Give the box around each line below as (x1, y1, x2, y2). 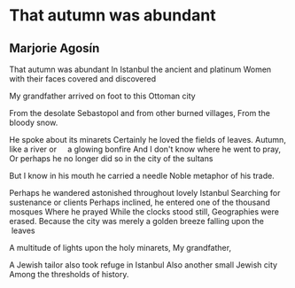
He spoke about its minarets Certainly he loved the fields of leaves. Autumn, (9, 135, 286, 144)
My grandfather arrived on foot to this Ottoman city (9, 90, 197, 101)
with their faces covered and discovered (9, 74, 157, 84)
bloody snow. (9, 117, 58, 128)
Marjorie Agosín (9, 41, 100, 56)
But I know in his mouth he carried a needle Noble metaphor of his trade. (9, 170, 275, 181)
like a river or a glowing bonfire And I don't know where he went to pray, (9, 144, 282, 154)
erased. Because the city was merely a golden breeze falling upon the (9, 216, 264, 226)
